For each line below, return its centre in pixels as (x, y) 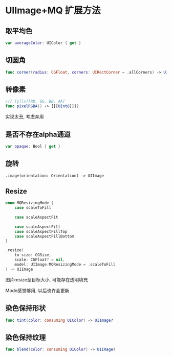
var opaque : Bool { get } (33, 146)
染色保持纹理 (26, 337)
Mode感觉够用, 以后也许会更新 (37, 290)
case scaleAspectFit (36, 218)
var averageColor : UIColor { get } (43, 43)
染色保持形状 (26, 308)
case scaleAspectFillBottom (44, 236)
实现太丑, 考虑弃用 (25, 117)
